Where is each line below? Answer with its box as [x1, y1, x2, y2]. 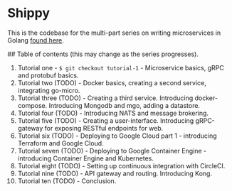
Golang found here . [7, 36, 64, 44]
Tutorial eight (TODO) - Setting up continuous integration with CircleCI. [17, 161, 226, 170]
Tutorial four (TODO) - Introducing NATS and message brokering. [17, 109, 209, 117]
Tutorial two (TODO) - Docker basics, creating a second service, [17, 78, 206, 87]
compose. [17, 101, 48, 109]
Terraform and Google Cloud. [17, 138, 105, 147]
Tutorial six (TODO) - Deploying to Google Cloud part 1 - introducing [17, 131, 217, 140]
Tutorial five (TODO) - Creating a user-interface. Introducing [17, 116, 194, 125]
